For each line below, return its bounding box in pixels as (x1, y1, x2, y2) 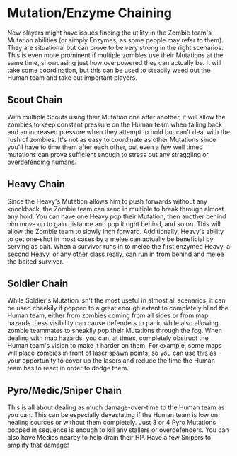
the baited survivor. (7, 257, 64, 266)
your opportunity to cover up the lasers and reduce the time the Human (7, 356, 216, 365)
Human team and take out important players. (7, 73, 138, 82)
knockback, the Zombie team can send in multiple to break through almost (7, 204, 224, 213)
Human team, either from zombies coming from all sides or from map (7, 311, 209, 320)
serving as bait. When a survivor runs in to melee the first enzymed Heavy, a (7, 242, 231, 250)
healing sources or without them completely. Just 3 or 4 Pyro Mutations (7, 419, 216, 427)
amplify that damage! (7, 440, 69, 450)
